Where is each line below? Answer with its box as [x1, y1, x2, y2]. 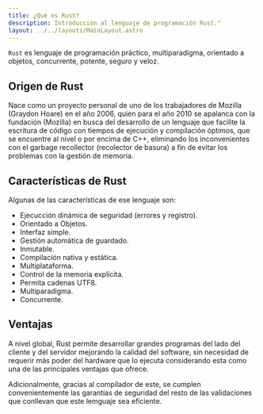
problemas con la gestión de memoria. [8, 151, 134, 161]
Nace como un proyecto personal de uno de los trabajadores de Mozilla [8, 101, 242, 110]
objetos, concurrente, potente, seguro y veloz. [8, 56, 160, 66]
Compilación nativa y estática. [19, 253, 119, 262]
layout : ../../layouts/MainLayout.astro [8, 26, 144, 34]
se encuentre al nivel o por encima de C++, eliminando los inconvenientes [8, 134, 250, 144]
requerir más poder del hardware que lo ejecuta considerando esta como [8, 355, 247, 365]
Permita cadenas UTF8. [19, 278, 97, 287]
